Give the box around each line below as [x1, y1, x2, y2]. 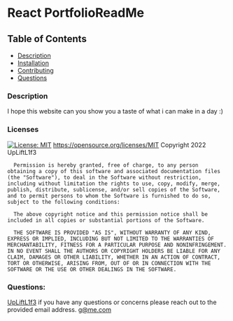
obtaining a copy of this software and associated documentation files [7, 168, 220, 175]
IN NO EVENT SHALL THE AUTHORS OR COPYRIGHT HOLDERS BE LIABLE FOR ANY [7, 247, 220, 254]
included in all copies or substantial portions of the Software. [7, 217, 205, 224]
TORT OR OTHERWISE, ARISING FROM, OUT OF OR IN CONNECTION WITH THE [7, 259, 211, 267]
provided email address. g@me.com [7, 305, 112, 313]
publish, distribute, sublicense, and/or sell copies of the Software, [7, 186, 220, 193]
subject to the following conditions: [7, 198, 120, 205]
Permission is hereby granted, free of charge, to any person [13, 161, 199, 169]
